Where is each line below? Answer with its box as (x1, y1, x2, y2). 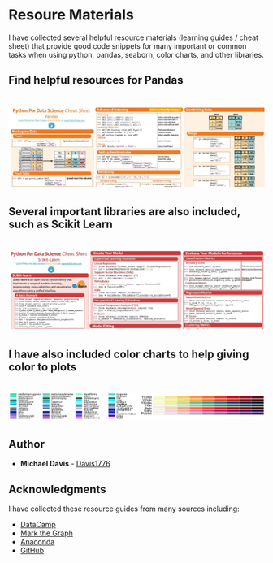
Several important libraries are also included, (8, 205, 241, 219)
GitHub (19, 546, 45, 556)
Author (8, 437, 45, 451)
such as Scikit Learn (8, 217, 114, 231)
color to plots (8, 360, 77, 374)
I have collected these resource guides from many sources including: (8, 504, 240, 513)
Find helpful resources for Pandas (8, 73, 184, 87)
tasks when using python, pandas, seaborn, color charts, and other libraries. (8, 50, 264, 59)
